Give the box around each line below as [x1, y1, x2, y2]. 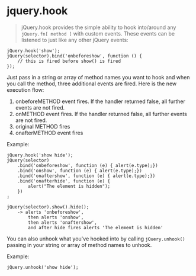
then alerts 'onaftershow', [28, 219, 97, 226]
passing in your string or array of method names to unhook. [7, 241, 152, 248]
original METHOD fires [15, 123, 70, 130]
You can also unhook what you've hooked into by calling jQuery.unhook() [7, 235, 185, 242]
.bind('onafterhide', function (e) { [17, 178, 111, 184]
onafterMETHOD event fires [15, 129, 83, 136]
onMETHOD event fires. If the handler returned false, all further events [15, 110, 187, 117]
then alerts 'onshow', [28, 214, 84, 220]
